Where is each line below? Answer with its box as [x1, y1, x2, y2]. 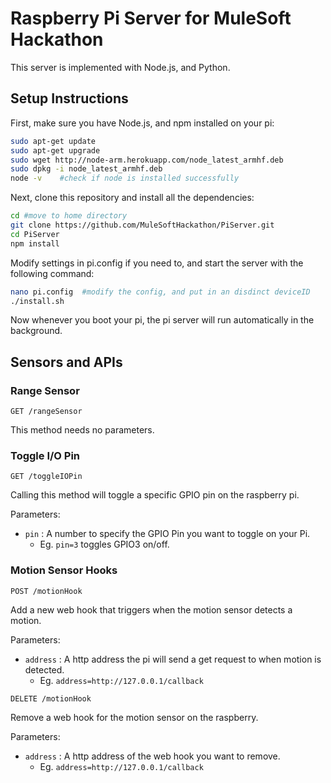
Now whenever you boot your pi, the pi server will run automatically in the [10, 314, 315, 326]
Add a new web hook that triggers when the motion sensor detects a [10, 603, 293, 616]
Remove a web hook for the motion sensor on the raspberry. [10, 711, 259, 723]
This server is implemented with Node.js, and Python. [10, 61, 231, 73]
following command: [10, 267, 95, 279]
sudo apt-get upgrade [10, 145, 101, 156]
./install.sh [10, 296, 65, 306]
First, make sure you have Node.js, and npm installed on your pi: [10, 117, 275, 129]
